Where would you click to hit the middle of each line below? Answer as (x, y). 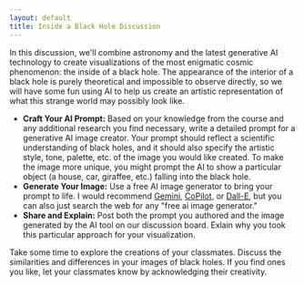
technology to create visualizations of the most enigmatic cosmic (132, 62)
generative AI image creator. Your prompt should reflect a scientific (148, 138)
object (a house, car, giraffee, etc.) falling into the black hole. (137, 176)
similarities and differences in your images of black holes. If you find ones (147, 261)
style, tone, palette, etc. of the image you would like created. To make (153, 157)
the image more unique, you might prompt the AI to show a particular (152, 167)
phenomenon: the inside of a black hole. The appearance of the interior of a (152, 71)
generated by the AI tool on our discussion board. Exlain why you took (154, 225)
